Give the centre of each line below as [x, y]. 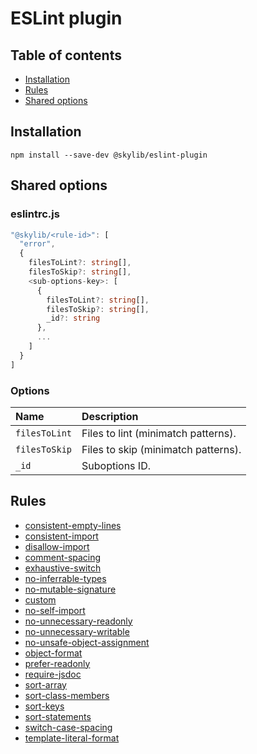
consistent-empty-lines [73, 525]
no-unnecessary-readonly [78, 621]
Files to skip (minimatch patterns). [161, 449]
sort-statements [58, 716]
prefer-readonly [57, 663]
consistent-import [61, 536]
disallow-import [57, 546]
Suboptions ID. [116, 465]
